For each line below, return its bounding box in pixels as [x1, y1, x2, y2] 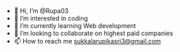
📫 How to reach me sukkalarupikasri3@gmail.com [13, 37, 162, 45]
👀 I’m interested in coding [13, 14, 89, 22]
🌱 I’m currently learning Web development [13, 22, 136, 30]
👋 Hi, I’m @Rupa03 [13, 7, 69, 15]
